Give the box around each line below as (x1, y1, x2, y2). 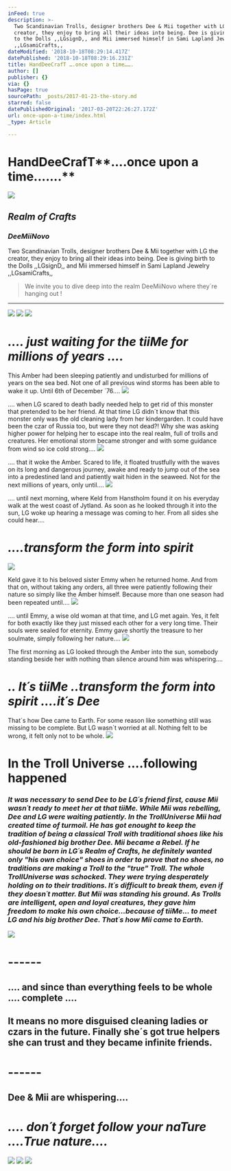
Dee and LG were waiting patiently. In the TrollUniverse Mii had (8, 812, 222, 822)
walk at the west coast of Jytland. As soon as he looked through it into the (8, 502, 217, 510)
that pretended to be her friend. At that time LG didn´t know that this (8, 408, 199, 416)
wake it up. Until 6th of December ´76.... (8, 387, 121, 395)
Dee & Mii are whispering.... (8, 1091, 129, 1103)
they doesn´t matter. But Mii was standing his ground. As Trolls (8, 890, 221, 899)
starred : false (8, 100, 51, 106)
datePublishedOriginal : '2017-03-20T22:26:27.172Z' (8, 106, 158, 113)
